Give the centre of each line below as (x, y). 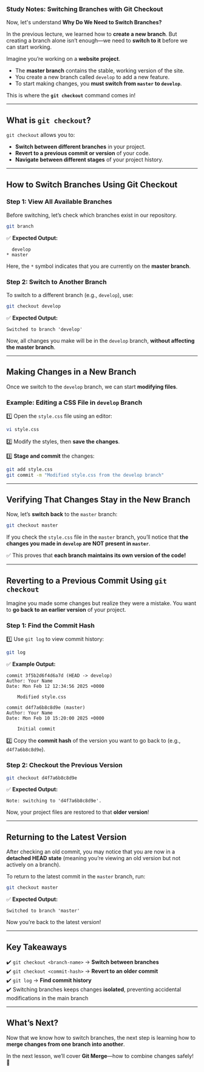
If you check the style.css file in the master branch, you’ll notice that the (97, 537)
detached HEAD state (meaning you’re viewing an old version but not (93, 858)
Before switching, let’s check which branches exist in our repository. (92, 215)
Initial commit (36, 729)
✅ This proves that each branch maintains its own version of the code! (96, 555)
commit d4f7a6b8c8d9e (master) (46, 708)
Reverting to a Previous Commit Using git (87, 580)
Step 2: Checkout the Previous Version (65, 765)
